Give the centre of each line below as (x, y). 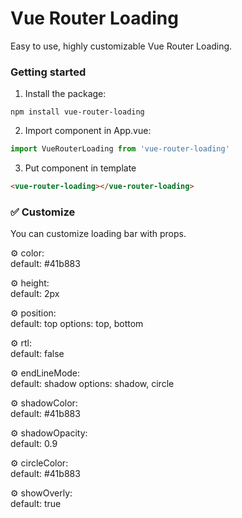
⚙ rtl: (21, 343)
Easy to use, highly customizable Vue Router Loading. (121, 46)
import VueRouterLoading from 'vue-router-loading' (120, 149)
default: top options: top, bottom (77, 324)
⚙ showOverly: (41, 493)
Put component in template (80, 168)
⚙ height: (30, 283)
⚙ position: (33, 313)
